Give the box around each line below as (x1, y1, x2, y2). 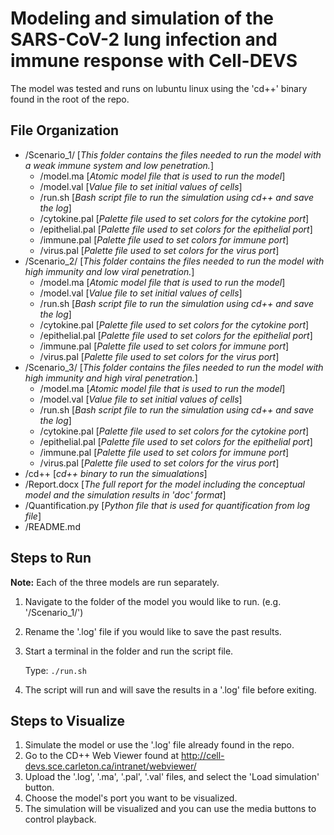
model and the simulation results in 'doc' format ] (24, 488, 227, 501)
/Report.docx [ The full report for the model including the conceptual (24, 478, 306, 490)
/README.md (24, 520, 81, 532)
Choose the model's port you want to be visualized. (24, 792, 238, 804)
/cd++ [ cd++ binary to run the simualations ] (24, 467, 208, 479)
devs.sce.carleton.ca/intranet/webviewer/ (24, 760, 197, 772)
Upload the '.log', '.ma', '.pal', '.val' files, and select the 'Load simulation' (24, 771, 320, 783)
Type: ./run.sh (24, 664, 87, 676)
